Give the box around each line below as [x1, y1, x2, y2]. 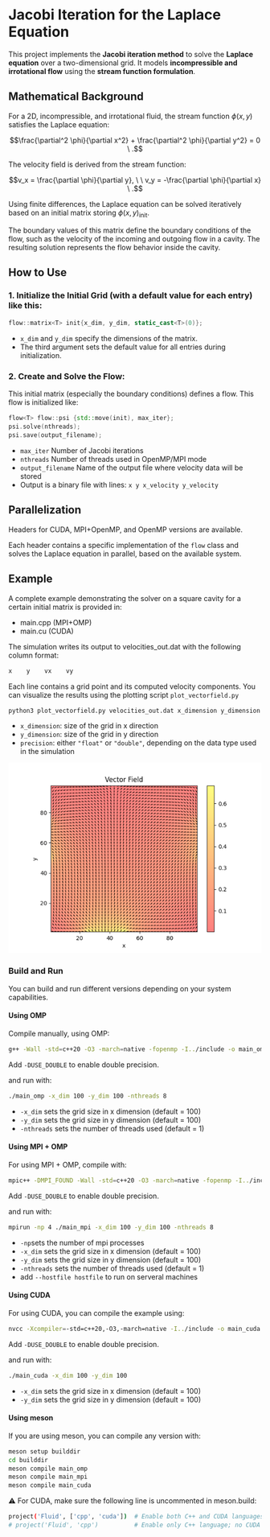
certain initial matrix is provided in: [8, 602, 122, 612]
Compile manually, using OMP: [8, 1028, 110, 1038]
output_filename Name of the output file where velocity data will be [19, 463, 243, 472]
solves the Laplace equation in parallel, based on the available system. [8, 549, 242, 558]
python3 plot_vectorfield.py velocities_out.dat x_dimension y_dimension [8, 707, 261, 715]
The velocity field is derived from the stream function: [8, 159, 186, 169]
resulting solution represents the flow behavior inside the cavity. [8, 242, 221, 252]
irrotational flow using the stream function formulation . [8, 66, 195, 76]
